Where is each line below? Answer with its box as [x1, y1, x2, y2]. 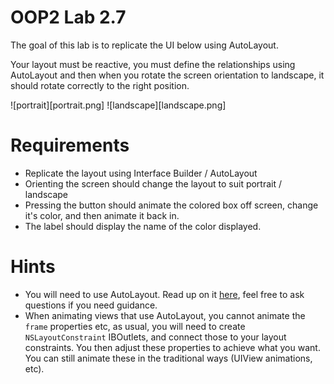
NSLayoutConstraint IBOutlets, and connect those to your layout [24, 331, 287, 343]
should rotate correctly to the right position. [10, 79, 190, 91]
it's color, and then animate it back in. [24, 209, 180, 221]
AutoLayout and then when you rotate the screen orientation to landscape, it [10, 69, 325, 81]
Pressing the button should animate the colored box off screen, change [24, 199, 319, 211]
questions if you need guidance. [24, 299, 158, 311]
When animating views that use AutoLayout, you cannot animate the [24, 309, 306, 321]
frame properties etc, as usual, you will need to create [24, 320, 246, 332]
